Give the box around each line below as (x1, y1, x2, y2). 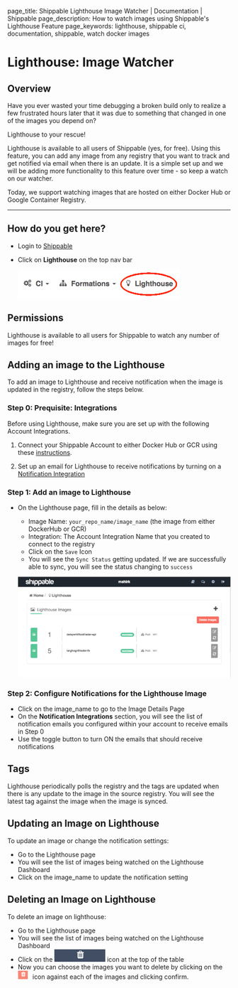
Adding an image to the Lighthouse (7, 359, 165, 371)
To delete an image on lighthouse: (7, 912, 106, 920)
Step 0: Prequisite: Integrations (7, 403, 118, 413)
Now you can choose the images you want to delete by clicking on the (17, 962, 223, 971)
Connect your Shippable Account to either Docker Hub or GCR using (17, 441, 218, 449)
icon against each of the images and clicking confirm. (32, 972, 189, 981)
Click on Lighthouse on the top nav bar (17, 255, 133, 264)
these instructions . (17, 448, 72, 456)
